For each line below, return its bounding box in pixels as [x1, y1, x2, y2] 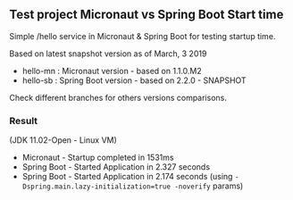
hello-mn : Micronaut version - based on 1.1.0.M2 [21, 65, 203, 76]
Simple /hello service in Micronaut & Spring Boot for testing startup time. [9, 30, 276, 41]
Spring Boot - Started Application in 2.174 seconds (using [21, 171, 233, 182]
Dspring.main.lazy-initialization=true [21, 182, 172, 191]
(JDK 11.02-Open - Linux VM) [9, 135, 118, 146]
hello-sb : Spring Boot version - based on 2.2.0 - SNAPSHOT [21, 75, 247, 86]
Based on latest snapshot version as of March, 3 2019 [9, 48, 207, 59]
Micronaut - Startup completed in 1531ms [21, 152, 174, 163]
